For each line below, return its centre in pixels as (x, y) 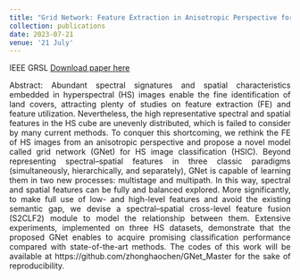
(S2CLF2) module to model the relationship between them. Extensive (150, 218)
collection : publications (57, 26)
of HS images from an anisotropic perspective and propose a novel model (150, 142)
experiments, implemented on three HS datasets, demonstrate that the (150, 228)
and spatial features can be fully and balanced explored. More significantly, (150, 190)
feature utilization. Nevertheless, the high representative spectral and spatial (150, 114)
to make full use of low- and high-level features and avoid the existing (150, 199)
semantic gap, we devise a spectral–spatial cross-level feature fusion (150, 209)
